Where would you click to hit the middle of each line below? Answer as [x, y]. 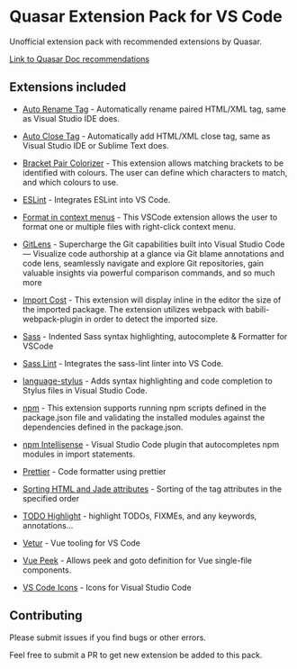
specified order [50, 498]
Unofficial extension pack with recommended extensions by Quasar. [136, 41]
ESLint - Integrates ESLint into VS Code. [96, 199]
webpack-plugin [53, 319]
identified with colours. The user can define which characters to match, [155, 172]
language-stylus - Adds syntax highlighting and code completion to [147, 381]
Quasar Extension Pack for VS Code [146, 17]
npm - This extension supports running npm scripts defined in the [144, 408]
